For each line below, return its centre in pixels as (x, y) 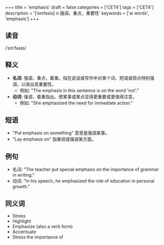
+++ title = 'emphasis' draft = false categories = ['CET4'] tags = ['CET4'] (80, 7)
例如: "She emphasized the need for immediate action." (76, 103)
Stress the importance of (38, 237)
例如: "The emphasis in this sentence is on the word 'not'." (79, 90)
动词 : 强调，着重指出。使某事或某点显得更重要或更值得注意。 (75, 96)
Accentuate (24, 232)
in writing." (23, 175)
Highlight (22, 221)
